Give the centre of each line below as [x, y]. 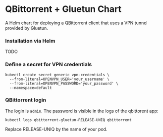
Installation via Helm [30, 41]
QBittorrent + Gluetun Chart [63, 9]
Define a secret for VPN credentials [49, 64]
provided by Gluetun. [27, 28]
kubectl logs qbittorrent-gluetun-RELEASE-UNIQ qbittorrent [69, 120]
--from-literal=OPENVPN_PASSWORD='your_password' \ [64, 83]
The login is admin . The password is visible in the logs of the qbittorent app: [82, 111]
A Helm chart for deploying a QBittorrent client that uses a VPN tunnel [76, 23]
